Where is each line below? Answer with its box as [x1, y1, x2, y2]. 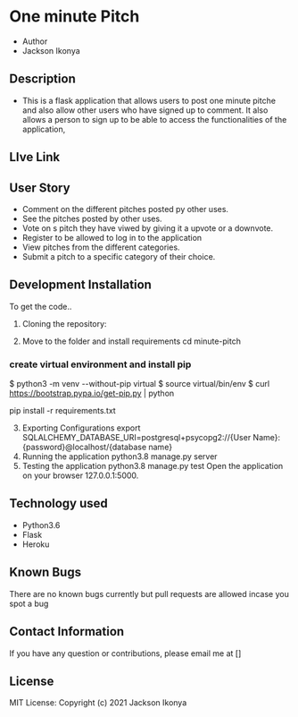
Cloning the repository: [21, 318, 107, 329]
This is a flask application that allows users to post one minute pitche [21, 95, 277, 106]
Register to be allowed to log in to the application [21, 232, 203, 243]
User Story [9, 180, 70, 195]
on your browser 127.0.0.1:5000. [21, 470, 139, 481]
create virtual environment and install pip [9, 358, 192, 371]
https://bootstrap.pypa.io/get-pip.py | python [9, 388, 175, 399]
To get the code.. [9, 301, 72, 312]
